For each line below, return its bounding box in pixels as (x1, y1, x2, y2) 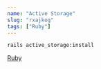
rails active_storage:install (7, 42, 95, 49)
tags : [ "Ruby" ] (7, 23, 51, 30)
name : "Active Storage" (7, 10, 76, 17)
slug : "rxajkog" (7, 17, 54, 23)
